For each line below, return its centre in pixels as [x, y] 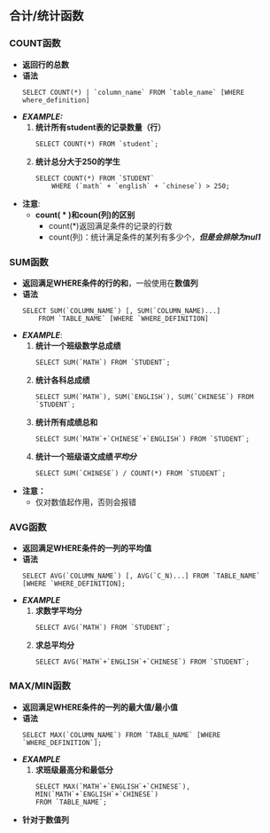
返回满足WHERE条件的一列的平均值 [87, 548]
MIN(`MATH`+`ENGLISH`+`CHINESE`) [97, 794]
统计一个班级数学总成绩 [78, 345]
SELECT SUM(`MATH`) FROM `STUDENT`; [103, 362]
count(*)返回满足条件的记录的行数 [110, 225]
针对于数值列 [45, 820]
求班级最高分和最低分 [74, 769]
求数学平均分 [58, 611]
